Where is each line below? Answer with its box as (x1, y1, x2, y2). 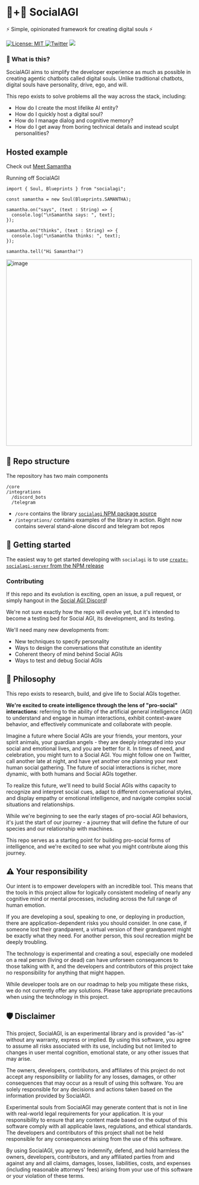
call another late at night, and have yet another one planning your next (6, 757, 178, 764)
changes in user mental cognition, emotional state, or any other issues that (6, 1049, 189, 1056)
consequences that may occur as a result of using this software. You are (6, 1079, 184, 1087)
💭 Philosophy (6, 674, 56, 684)
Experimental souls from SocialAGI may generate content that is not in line (6, 1104, 188, 1111)
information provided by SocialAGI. (6, 1092, 91, 1100)
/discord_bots (11, 494, 46, 500)
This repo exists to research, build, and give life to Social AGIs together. (6, 690, 181, 697)
